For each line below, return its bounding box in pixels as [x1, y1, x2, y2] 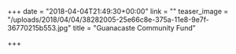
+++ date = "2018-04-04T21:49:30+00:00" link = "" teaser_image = [7, 7, 229, 16]
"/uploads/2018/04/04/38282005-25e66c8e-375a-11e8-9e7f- [7, 15, 209, 24]
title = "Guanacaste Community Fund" [72, 23, 196, 32]
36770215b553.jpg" [7, 23, 72, 32]
